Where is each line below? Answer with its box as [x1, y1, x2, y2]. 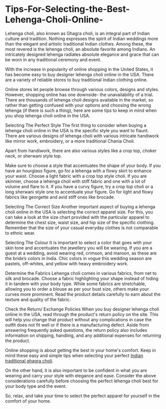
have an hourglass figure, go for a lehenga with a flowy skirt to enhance [5, 167, 152, 174]
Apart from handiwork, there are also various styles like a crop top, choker [5, 148, 157, 153]
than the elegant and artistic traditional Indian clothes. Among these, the [5, 41, 153, 47]
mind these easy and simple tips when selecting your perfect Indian [5, 353, 144, 358]
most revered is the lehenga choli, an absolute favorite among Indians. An [5, 46, 155, 52]
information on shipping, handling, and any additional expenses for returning [5, 332, 162, 338]
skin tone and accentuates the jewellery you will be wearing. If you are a [5, 245, 153, 251]
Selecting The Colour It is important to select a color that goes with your [5, 239, 152, 246]
